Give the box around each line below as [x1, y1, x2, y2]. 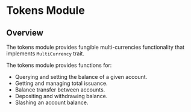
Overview [6, 28, 44, 38]
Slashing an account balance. [14, 99, 89, 106]
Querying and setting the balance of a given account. [14, 73, 148, 80]
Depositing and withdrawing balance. [14, 93, 108, 99]
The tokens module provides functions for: [6, 61, 112, 69]
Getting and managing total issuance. [14, 79, 108, 87]
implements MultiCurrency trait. [6, 50, 84, 57]
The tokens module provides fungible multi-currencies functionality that [6, 43, 185, 51]
